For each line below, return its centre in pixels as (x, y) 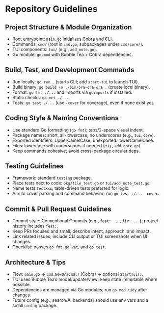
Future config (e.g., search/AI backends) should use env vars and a (80, 300)
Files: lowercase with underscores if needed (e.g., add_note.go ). (77, 145)
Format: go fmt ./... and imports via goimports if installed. (72, 92)
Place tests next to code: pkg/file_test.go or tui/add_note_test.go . (81, 183)
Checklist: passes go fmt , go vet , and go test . (59, 247)
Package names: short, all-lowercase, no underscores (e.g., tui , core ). (83, 135)
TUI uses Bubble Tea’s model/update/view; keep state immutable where (85, 279)
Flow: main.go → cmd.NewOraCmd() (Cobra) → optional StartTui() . (78, 274)
